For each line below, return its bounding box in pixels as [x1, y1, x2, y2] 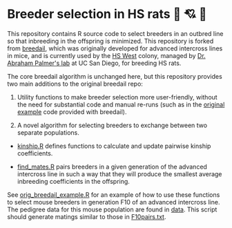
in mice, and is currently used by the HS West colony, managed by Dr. [7, 51, 206, 59]
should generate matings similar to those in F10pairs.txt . [7, 212, 166, 220]
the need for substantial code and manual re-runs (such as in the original [17, 100, 225, 108]
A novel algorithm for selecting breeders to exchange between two [17, 121, 208, 129]
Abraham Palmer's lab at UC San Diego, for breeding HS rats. [7, 59, 182, 67]
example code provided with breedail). [17, 107, 127, 116]
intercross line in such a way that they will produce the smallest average [17, 169, 222, 178]
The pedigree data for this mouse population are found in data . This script [7, 205, 217, 213]
